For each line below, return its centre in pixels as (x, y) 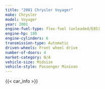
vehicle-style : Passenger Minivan (42, 67)
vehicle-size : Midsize (29, 62)
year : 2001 (17, 24)
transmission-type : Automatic (37, 43)
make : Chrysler (21, 15)
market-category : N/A (28, 57)
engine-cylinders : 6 (27, 39)
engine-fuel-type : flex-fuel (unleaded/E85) (53, 29)
